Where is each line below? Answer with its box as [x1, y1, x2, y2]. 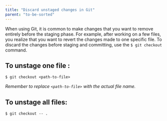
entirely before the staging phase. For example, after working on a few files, [5, 31, 161, 37]
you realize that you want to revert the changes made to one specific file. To [5, 36, 162, 42]
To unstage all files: [5, 98, 67, 106]
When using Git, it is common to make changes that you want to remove [5, 25, 153, 31]
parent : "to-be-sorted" [5, 12, 55, 17]
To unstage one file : [5, 61, 70, 70]
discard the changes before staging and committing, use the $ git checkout [5, 41, 162, 47]
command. [5, 47, 27, 53]
